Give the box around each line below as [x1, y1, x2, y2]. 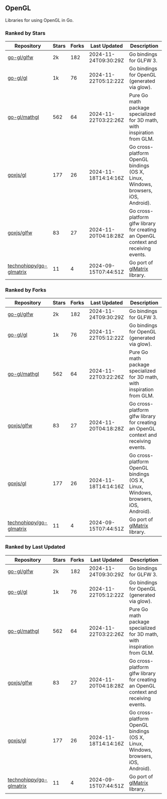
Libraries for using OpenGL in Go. [5, 17, 74, 23]
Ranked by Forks [5, 287, 46, 294]
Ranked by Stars [5, 29, 46, 36]
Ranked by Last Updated [5, 543, 66, 550]
